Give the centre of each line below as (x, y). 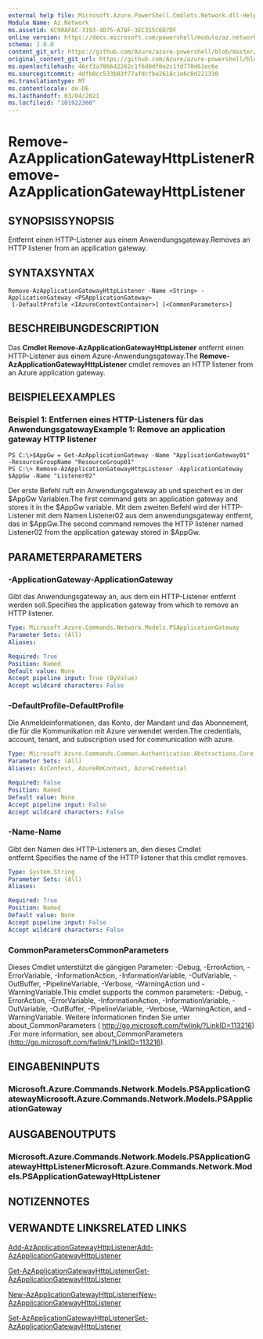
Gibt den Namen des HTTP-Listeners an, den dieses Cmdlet (104, 849)
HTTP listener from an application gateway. (78, 248)
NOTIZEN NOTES (49, 1202)
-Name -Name (35, 832)
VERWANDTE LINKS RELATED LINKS (97, 1229)
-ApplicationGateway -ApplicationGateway (91, 580)
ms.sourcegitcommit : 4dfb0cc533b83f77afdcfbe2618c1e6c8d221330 (113, 74)
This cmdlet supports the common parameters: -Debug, (153, 992)
